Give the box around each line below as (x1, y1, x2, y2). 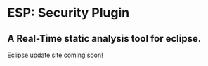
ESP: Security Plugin (7, 5, 130, 21)
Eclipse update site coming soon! (7, 51, 103, 59)
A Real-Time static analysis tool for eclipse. (7, 33, 202, 44)
